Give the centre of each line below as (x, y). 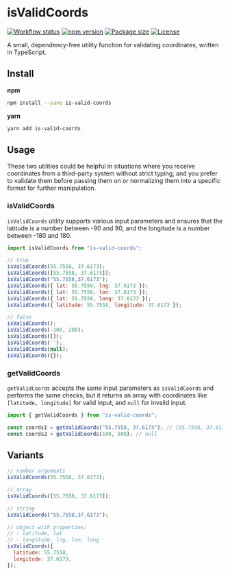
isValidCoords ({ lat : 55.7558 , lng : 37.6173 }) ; (78, 286)
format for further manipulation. (52, 188)
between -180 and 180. (39, 235)
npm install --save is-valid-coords (59, 103)
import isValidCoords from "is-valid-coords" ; (75, 248)
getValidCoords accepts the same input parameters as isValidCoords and (111, 388)
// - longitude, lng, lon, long (53, 540)
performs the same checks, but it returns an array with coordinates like (107, 395)
